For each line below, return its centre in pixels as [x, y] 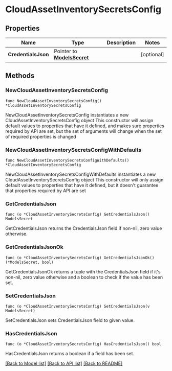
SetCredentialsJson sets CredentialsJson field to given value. [70, 320]
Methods [20, 76]
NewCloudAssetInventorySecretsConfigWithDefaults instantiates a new [81, 174]
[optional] [152, 54]
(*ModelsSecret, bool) [29, 262]
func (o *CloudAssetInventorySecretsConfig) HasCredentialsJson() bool [83, 344]
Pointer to [66, 51]
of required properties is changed [41, 136]
